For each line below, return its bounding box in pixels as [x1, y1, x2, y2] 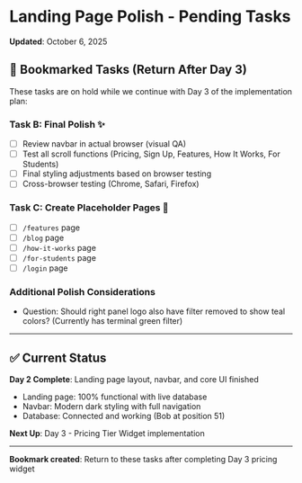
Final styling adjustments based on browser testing [22, 168, 212, 179]
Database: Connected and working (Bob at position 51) [22, 411, 226, 422]
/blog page [22, 232, 65, 243]
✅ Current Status [9, 350, 107, 365]
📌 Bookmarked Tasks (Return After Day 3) [9, 62, 247, 77]
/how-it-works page [22, 242, 97, 253]
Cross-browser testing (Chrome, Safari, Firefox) [22, 178, 200, 190]
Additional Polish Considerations [9, 285, 155, 298]
